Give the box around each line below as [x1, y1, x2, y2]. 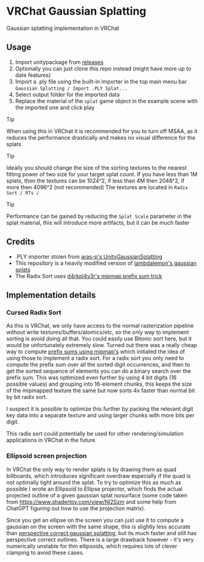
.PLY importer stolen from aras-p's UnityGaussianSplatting [15, 253, 163, 260]
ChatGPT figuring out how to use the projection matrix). [6, 505, 146, 512]
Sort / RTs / [6, 190, 40, 196]
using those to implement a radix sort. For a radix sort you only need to [6, 355, 185, 362]
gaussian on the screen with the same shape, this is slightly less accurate [6, 523, 191, 530]
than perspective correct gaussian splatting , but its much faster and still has [6, 529, 197, 536]
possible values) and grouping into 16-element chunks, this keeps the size [6, 380, 192, 388]
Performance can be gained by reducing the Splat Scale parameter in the [6, 212, 192, 220]
